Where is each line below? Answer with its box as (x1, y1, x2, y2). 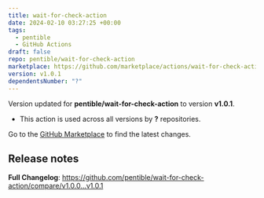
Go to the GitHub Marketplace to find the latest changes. (8, 129, 191, 138)
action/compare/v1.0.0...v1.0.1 (8, 181, 104, 191)
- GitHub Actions (15, 41, 72, 49)
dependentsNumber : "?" (8, 77, 82, 85)
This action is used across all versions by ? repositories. (19, 114, 201, 123)
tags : (8, 26, 26, 34)
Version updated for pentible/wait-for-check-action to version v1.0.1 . (8, 99, 235, 108)
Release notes (8, 152, 79, 165)
